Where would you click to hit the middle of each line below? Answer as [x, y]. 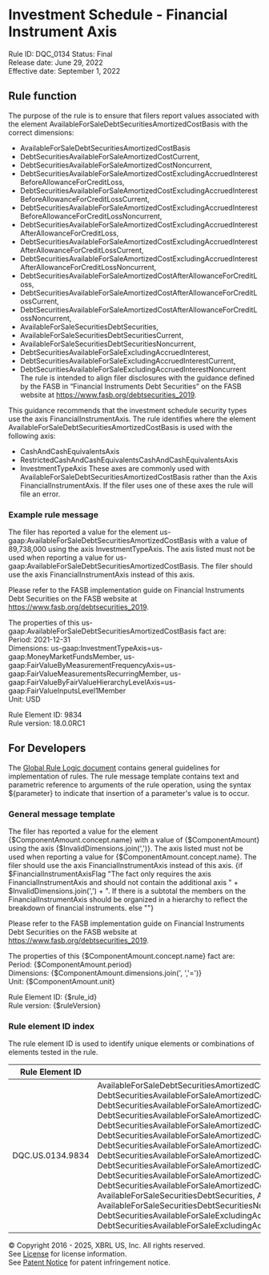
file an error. [40, 493]
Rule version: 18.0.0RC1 [47, 723]
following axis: [32, 436]
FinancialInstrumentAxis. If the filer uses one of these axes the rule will [137, 485]
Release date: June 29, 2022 [56, 62]
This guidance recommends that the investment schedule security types [128, 410]
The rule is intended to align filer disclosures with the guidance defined [137, 377]
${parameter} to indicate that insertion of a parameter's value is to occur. [129, 793]
